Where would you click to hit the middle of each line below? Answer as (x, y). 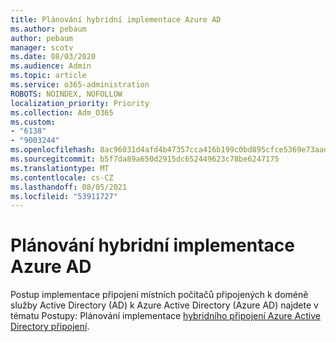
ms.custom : (33, 122)
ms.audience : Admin (51, 66)
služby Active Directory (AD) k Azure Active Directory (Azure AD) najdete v (164, 305)
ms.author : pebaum (48, 29)
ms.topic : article (48, 76)
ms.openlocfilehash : (53, 150)
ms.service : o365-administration (80, 85)
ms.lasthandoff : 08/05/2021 (69, 187)
